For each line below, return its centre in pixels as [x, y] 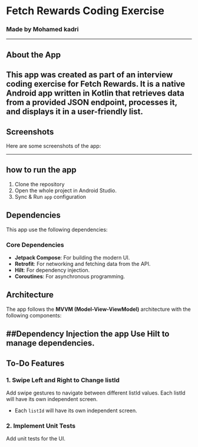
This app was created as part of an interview [90, 75]
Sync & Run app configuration [50, 196]
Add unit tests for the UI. [36, 439]
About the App [33, 55]
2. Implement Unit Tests [41, 426]
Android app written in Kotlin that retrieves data [95, 93]
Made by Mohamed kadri [42, 29]
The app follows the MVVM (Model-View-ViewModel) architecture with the [98, 309]
